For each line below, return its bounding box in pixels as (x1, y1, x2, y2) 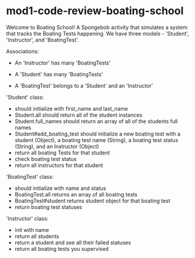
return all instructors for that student (14, 162, 103, 169)
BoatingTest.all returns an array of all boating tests (14, 191, 138, 198)
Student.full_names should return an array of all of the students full (14, 117, 178, 125)
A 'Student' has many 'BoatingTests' (14, 70, 103, 78)
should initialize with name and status (14, 185, 106, 192)
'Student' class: (6, 93, 44, 101)
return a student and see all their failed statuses (14, 238, 131, 246)
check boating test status (14, 155, 77, 162)
